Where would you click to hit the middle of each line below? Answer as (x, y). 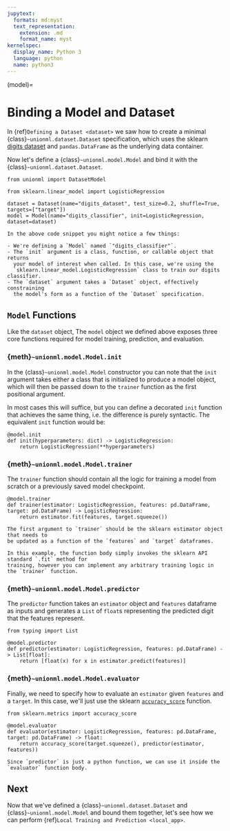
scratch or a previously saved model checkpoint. (76, 486)
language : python (38, 59)
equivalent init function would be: (56, 422)
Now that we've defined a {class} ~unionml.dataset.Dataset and (97, 805)
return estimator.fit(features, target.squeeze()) (94, 517)
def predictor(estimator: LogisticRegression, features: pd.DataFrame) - (115, 649)
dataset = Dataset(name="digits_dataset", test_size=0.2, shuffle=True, (114, 203)
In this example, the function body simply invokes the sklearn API (107, 553)
